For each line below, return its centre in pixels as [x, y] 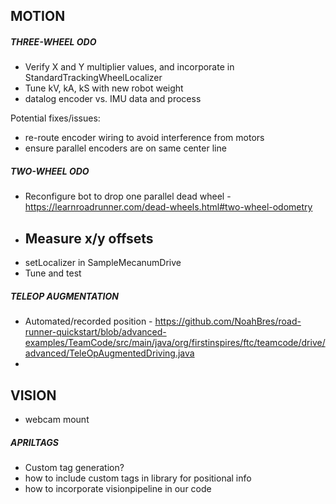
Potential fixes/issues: [55, 118]
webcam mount [57, 419]
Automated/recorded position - [88, 321]
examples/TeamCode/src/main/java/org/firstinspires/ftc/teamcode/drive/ [175, 343]
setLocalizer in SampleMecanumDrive [103, 263]
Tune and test [53, 273]
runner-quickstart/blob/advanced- [95, 332]
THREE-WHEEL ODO [53, 41]
